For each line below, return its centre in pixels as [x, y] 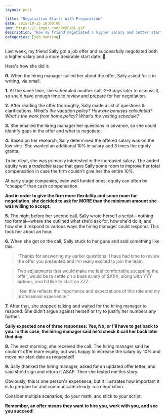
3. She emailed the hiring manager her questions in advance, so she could [81, 125]
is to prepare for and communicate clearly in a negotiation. [65, 387]
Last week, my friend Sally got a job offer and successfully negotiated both [82, 51]
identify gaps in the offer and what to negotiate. [54, 131]
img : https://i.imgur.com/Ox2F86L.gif [45, 28]
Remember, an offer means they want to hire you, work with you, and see [82, 406]
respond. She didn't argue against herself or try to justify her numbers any [81, 311]
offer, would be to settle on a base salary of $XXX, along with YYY [84, 276]
